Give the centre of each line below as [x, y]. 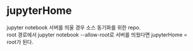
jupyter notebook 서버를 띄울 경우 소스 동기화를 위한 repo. [74, 27]
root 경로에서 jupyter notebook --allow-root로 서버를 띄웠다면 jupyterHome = [97, 34]
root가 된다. [20, 42]
